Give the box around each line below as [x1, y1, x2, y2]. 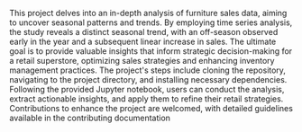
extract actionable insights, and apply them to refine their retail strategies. [9, 93, 284, 104]
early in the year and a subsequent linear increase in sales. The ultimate [9, 36, 277, 47]
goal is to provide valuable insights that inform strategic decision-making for [9, 46, 293, 57]
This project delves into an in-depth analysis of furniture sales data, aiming [9, 8, 288, 18]
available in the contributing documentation [9, 112, 171, 123]
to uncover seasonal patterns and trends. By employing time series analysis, [9, 17, 293, 28]
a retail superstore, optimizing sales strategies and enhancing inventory [9, 56, 275, 66]
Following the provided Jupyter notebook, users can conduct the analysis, [9, 84, 285, 94]
